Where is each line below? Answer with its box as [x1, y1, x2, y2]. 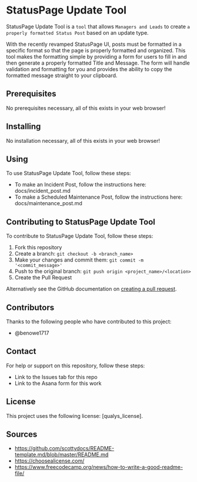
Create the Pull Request [14, 274, 72, 281]
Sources [6, 430, 38, 440]
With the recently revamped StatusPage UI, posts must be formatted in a [6, 41, 182, 48]
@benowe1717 [14, 330, 49, 336]
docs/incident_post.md [14, 188, 71, 195]
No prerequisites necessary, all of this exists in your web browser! [6, 104, 166, 112]
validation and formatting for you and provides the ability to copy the [6, 65, 172, 72]
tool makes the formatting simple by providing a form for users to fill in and [6, 53, 187, 60]
